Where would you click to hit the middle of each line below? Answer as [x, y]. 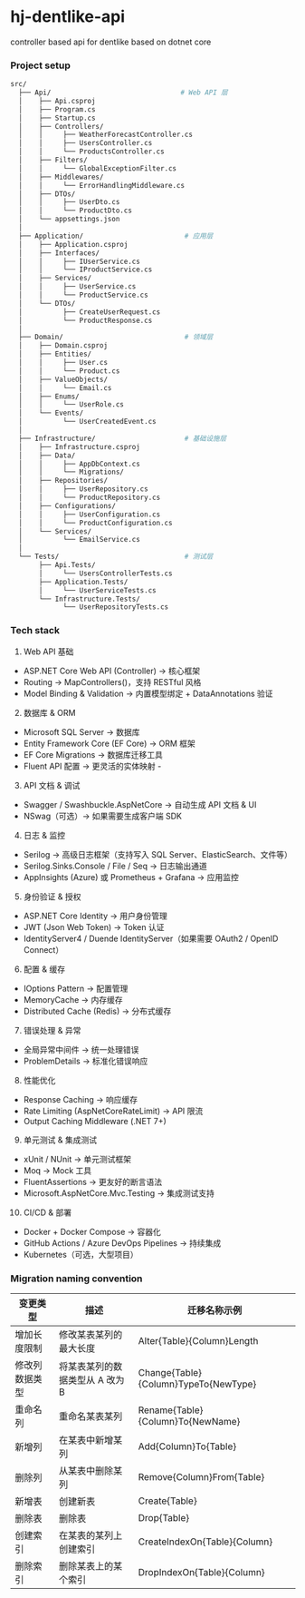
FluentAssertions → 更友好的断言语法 [93, 1181]
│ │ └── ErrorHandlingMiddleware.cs [101, 185]
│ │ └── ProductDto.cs [75, 211]
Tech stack [35, 631]
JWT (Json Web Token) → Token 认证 [94, 926]
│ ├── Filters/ [53, 161]
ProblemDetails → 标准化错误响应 [86, 1061]
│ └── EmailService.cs [80, 540]
